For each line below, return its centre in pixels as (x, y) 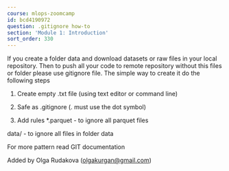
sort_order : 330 (30, 39)
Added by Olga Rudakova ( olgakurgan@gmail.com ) (80, 160)
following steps (28, 80)
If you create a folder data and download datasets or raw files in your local (112, 58)
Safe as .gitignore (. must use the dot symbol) (81, 107)
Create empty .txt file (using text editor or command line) (97, 94)
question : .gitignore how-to (49, 26)
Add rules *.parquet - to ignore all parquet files (83, 120)
